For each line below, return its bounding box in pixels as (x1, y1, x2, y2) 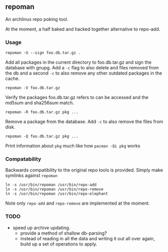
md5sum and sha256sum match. (5, 100, 74, 106)
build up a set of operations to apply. (20, 241, 98, 247)
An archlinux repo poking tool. (5, 16, 69, 22)
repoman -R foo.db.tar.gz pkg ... (5, 110, 79, 115)
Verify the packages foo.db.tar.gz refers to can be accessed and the (5, 94, 149, 100)
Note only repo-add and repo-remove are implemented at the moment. (5, 200, 150, 207)
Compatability (5, 156, 42, 163)
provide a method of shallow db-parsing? (20, 230, 107, 236)
